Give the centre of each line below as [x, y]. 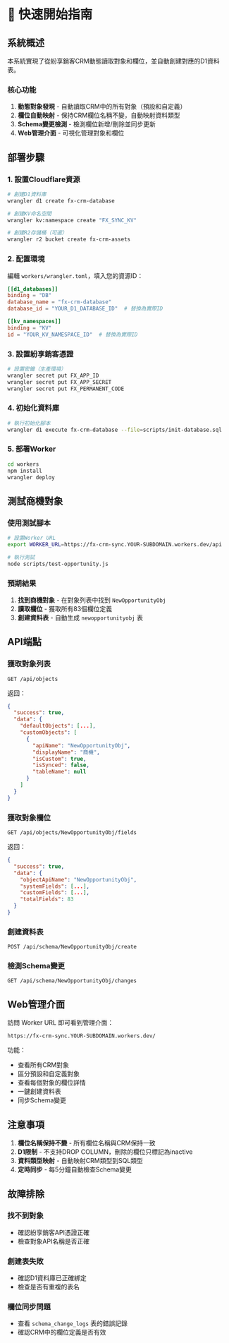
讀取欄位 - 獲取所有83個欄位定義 [65, 608]
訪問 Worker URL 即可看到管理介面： [61, 1023]
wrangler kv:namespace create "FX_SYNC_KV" [72, 220]
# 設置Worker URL [32, 538]
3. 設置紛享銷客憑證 [41, 354]
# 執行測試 [21, 557]
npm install [25, 471]
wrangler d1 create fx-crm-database [61, 201]
